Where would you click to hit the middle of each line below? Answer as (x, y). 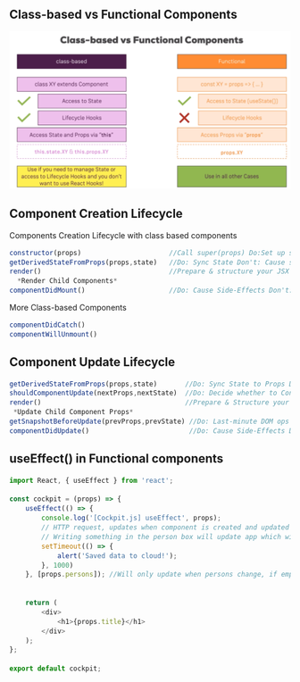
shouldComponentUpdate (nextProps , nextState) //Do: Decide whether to (143, 393)
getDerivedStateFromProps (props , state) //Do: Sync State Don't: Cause (147, 262)
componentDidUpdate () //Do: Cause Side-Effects (147, 431)
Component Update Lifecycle (92, 362)
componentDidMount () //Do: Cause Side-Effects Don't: (151, 291)
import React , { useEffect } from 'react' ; (92, 480)
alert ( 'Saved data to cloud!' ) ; (117, 556)
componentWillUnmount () (54, 334)
